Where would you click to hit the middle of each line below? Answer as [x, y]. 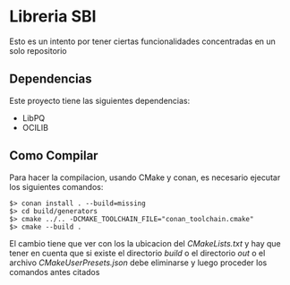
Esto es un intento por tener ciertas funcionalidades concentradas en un [142, 41]
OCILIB [35, 127]
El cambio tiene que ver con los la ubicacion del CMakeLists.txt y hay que [145, 243]
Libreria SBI [53, 17]
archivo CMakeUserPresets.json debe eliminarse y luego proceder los [138, 263]
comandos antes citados [55, 272]
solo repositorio [38, 50]
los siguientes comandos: [56, 186]
